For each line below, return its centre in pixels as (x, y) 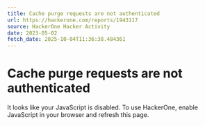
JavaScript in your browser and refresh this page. (78, 115)
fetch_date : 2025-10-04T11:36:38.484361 (67, 39)
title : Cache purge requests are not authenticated (83, 13)
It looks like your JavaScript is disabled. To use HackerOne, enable (102, 107)
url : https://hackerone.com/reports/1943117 (73, 20)
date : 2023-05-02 (32, 33)
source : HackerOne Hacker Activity (59, 26)
